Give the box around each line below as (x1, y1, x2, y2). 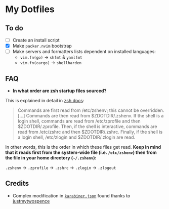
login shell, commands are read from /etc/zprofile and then (17, 118, 141, 124)
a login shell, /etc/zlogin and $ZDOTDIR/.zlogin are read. (17, 134, 136, 140)
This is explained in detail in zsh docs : (5, 98, 85, 103)
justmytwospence (12, 198, 50, 204)
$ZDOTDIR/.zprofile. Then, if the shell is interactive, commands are (17, 123, 157, 130)
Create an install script (12, 37, 60, 43)
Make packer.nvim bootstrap (12, 43, 72, 49)
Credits (5, 179, 29, 188)
